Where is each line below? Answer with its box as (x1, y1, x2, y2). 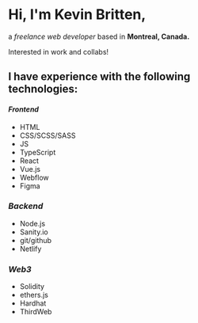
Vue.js (19, 164, 41, 173)
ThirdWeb (19, 307, 52, 317)
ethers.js (19, 291, 49, 300)
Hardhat (19, 298, 47, 308)
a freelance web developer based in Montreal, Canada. (8, 32, 190, 41)
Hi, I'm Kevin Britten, (8, 6, 147, 24)
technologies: (8, 82, 78, 96)
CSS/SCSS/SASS (19, 131, 76, 140)
